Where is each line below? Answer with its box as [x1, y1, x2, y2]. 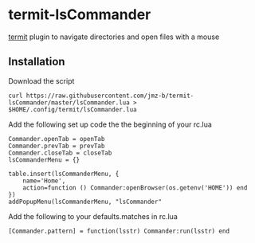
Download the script [8, 76, 75, 85]
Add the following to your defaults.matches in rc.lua [8, 211, 178, 221]
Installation [8, 55, 65, 69]
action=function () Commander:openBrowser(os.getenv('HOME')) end [22, 183, 248, 192]
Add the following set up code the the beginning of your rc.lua [8, 120, 213, 129]
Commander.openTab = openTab [8, 135, 105, 143]
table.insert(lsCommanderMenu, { [8, 170, 120, 178]
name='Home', [22, 177, 66, 185]
